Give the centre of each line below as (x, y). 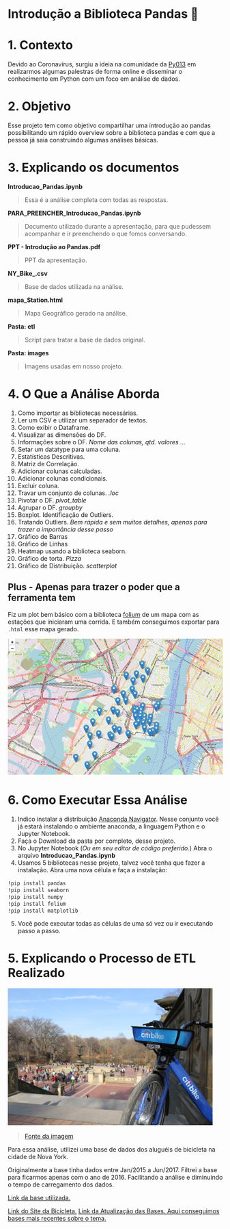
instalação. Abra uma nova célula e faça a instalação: (92, 870)
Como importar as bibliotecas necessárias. (78, 413)
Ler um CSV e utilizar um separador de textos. (83, 420)
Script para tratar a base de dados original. (85, 340)
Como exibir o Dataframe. (54, 427)
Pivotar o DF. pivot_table (52, 500)
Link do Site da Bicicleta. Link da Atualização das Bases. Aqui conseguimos (114, 1211)
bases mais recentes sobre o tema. (57, 1219)
